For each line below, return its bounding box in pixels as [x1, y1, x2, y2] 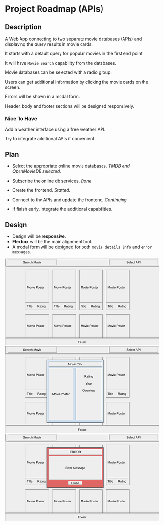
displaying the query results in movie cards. [5, 41, 93, 47]
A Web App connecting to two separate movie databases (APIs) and [5, 36, 142, 42]
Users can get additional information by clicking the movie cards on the [5, 79, 149, 85]
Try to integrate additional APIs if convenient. [5, 136, 96, 142]
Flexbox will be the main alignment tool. [12, 238, 93, 244]
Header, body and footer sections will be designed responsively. [5, 103, 135, 109]
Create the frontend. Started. [12, 187, 71, 193]
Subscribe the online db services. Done [12, 178, 92, 184]
